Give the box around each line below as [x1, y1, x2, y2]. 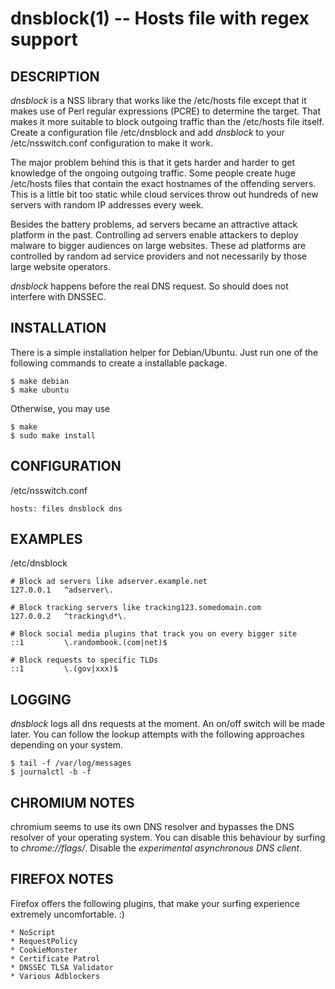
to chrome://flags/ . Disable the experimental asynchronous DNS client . [10, 842, 303, 854]
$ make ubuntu [10, 385, 70, 395]
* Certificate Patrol [10, 953, 101, 964]
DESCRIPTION [10, 68, 100, 85]
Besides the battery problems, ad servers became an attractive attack [10, 218, 298, 230]
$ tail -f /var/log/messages [10, 758, 132, 769]
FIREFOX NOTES [10, 871, 114, 888]
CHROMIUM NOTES [10, 794, 135, 811]
